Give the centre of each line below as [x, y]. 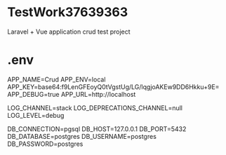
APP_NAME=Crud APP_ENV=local [56, 79]
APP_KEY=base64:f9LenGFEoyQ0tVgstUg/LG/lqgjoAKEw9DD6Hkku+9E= [113, 87]
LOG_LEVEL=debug [36, 115]
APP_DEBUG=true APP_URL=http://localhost [72, 94]
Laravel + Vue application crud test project [69, 32]
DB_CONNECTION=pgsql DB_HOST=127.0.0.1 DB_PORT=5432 [97, 129]
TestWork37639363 [68, 12]
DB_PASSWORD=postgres [45, 144]
